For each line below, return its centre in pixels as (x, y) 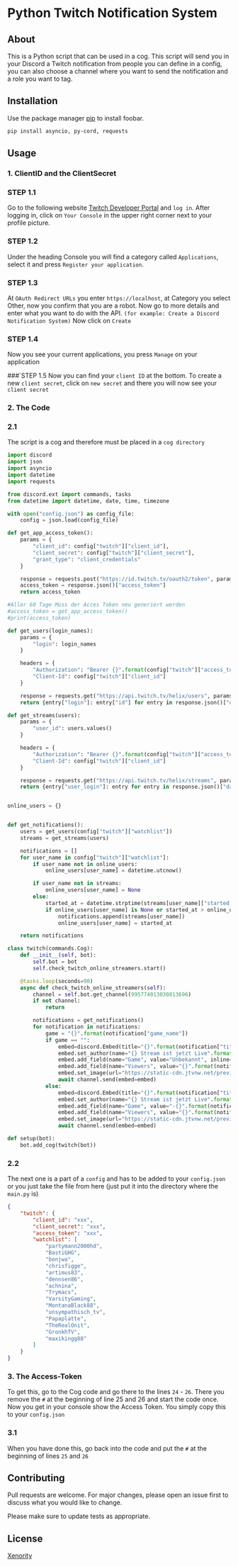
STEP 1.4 (23, 339)
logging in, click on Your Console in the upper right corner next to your (110, 215)
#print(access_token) (39, 618)
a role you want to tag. (40, 79)
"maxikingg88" (66, 1338)
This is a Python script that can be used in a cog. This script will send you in (118, 56)
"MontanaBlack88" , (72, 1305)
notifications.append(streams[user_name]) (121, 916)
